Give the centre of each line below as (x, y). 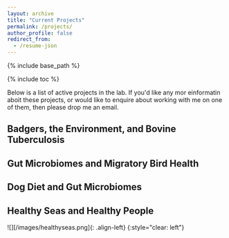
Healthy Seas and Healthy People (81, 211)
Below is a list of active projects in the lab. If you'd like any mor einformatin (114, 92)
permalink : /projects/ (40, 26)
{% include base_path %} (44, 66)
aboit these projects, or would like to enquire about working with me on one (115, 100)
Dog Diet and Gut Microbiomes (75, 187)
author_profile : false (40, 33)
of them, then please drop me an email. (63, 107)
